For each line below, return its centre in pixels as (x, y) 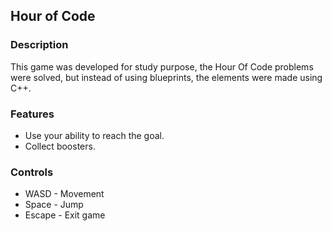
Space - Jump (54, 205)
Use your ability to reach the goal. (94, 135)
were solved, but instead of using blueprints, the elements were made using (166, 77)
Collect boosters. (60, 146)
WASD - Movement (64, 194)
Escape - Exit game (65, 215)
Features (32, 114)
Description (39, 45)
